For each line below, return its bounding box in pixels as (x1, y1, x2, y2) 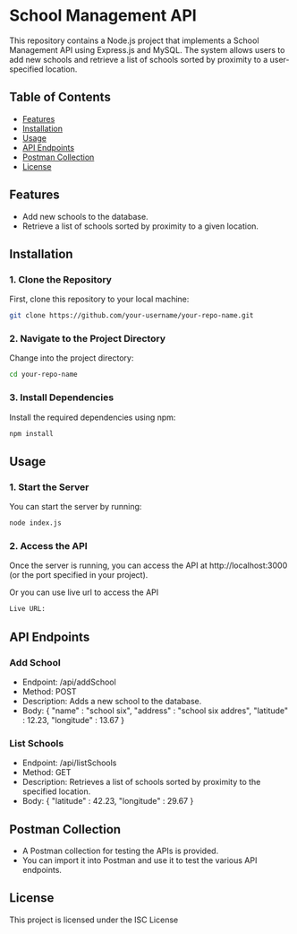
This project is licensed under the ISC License (9, 914, 179, 925)
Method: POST (21, 685, 77, 696)
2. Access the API (9, 539, 88, 552)
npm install (9, 429, 54, 438)
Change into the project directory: (9, 353, 134, 363)
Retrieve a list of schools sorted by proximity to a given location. (21, 221, 259, 231)
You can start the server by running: (9, 502, 142, 512)
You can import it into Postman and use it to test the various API (21, 855, 258, 866)
